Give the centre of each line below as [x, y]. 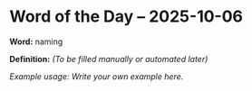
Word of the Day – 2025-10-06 [126, 17]
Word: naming [36, 41]
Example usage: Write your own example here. [97, 76]
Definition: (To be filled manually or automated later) [109, 59]
